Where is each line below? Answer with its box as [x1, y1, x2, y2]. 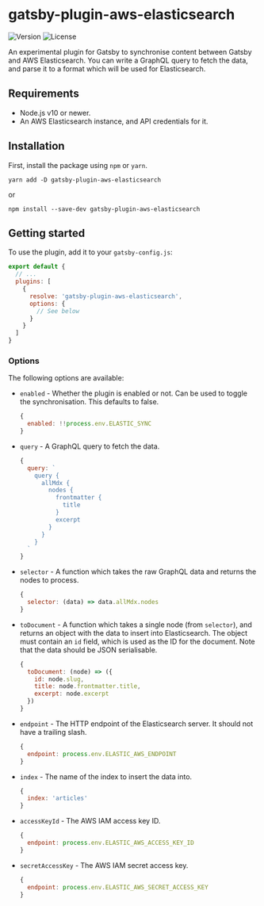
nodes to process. [19, 575, 79, 585]
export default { [8, 263, 66, 271]
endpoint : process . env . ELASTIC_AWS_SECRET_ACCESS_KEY [27, 883, 209, 891]
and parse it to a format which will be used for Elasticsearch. [8, 63, 206, 73]
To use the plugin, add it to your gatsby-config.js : [8, 247, 173, 257]
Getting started [8, 226, 86, 239]
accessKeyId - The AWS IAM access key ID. [19, 816, 161, 826]
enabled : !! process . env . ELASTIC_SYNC [27, 420, 152, 428]
